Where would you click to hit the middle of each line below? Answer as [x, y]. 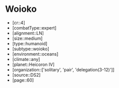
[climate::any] [26, 59]
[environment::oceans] [35, 54]
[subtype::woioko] [30, 49]
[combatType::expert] [34, 28]
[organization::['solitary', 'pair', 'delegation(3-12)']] [63, 69]
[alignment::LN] [28, 33]
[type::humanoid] [30, 43]
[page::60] [23, 80]
